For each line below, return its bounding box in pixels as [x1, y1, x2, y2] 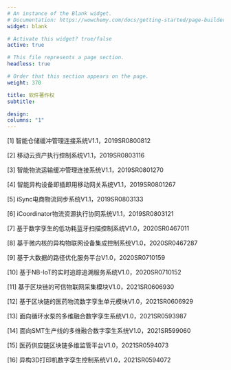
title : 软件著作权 [7, 91, 55, 98]
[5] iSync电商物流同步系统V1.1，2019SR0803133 [7, 195, 144, 204]
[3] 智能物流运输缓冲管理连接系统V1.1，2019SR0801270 [7, 166, 164, 174]
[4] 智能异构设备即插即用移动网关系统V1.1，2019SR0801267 [7, 180, 176, 189]
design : [7, 111, 30, 118]
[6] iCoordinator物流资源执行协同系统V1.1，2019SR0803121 [7, 210, 174, 218]
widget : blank [7, 23, 48, 30]
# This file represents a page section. [7, 54, 125, 61]
